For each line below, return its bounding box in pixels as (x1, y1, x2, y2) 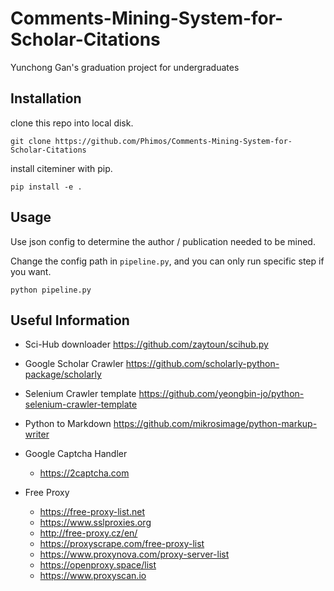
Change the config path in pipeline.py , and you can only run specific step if (10, 255, 325, 267)
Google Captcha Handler (24, 448, 128, 460)
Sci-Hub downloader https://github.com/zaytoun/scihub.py (24, 338, 269, 351)
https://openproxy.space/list (39, 559, 157, 571)
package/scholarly (24, 368, 102, 381)
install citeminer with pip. (10, 162, 113, 174)
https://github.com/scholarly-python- (125, 358, 280, 370)
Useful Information (10, 312, 130, 329)
